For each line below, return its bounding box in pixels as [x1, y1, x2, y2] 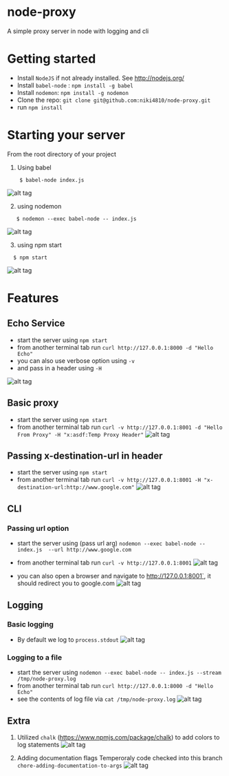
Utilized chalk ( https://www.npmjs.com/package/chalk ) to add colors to [17, 733, 220, 741]
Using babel [17, 163, 52, 171]
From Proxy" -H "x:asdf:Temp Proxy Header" [17, 431, 144, 438]
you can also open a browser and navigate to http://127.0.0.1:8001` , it [17, 572, 211, 580]
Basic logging [7, 620, 54, 629]
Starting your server [7, 127, 126, 143]
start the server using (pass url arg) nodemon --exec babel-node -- [17, 539, 206, 547]
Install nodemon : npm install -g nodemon [17, 88, 129, 96]
